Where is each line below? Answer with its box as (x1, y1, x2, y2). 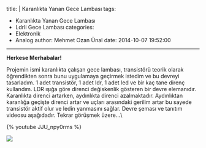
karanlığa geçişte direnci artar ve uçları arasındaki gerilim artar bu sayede (6, 98, 192, 106)
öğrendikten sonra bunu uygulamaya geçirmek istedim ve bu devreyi (6, 73, 180, 80)
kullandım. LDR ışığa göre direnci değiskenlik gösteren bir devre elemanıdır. (6, 86, 196, 92)
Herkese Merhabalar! (6, 54, 62, 61)
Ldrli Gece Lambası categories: (15, 24, 94, 31)
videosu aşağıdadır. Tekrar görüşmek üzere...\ (6, 111, 123, 119)
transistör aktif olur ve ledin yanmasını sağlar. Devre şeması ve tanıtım (6, 105, 183, 112)
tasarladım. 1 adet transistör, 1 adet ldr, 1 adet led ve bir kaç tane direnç (6, 79, 185, 86)
